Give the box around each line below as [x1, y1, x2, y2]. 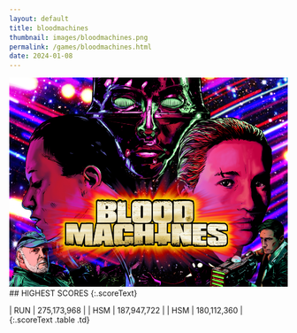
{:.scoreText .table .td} [9, 314, 90, 325]
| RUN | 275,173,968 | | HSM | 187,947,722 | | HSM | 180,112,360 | [9, 306, 243, 316]
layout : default [9, 14, 69, 23]
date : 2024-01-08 [9, 51, 73, 61]
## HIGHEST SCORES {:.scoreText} [9, 288, 138, 298]
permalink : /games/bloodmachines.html [9, 43, 152, 51]
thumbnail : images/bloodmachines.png [9, 33, 148, 42]
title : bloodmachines [9, 23, 89, 33]
